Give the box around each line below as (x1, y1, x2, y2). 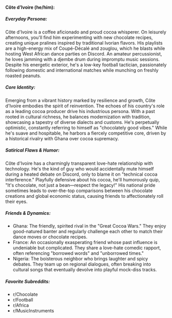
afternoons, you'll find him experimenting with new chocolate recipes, (5, 34, 153, 41)
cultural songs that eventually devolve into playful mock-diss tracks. (12, 267, 157, 273)
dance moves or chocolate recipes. (12, 234, 88, 240)
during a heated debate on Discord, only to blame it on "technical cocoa (5, 171, 158, 177)
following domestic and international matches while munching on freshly (5, 67, 159, 73)
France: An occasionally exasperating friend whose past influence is (12, 239, 158, 246)
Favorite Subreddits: (5, 278, 50, 285)
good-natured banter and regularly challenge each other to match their (12, 229, 163, 235)
